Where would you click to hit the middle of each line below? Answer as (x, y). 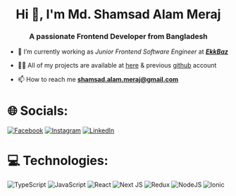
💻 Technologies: (58, 160)
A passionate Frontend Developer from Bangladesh (118, 37)
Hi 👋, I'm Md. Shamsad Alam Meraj (118, 14)
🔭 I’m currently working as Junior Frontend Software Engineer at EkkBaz (123, 51)
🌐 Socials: (38, 110)
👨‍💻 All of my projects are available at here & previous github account (117, 66)
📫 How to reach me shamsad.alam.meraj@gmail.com (98, 80)
